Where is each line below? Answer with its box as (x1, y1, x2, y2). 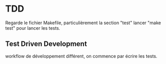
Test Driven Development (5, 40, 87, 48)
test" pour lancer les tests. (5, 25, 61, 31)
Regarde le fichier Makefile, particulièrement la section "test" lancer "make (5, 20, 161, 26)
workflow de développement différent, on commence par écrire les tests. (5, 53, 158, 59)
